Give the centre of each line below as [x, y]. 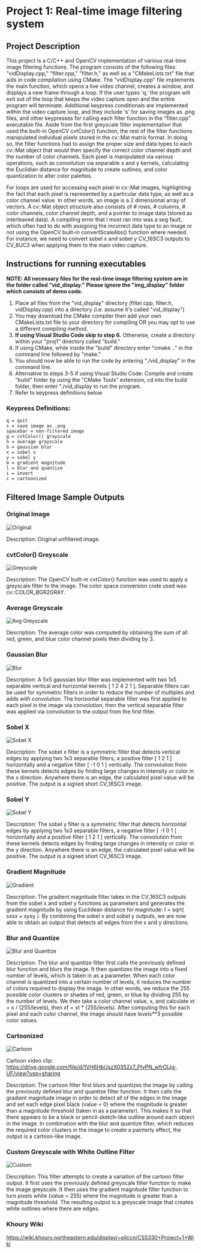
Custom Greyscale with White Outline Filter [70, 1152]
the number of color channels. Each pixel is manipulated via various [90, 157]
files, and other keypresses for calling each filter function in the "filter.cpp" [98, 118]
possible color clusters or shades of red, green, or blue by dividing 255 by [97, 995]
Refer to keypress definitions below [58, 392]
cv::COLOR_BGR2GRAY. [36, 592]
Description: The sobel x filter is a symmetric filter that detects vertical [93, 752]
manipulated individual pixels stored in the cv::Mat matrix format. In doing [97, 137]
